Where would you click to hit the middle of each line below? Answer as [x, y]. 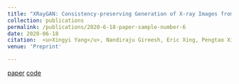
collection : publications [46, 20]
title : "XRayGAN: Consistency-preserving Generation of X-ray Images [113, 14]
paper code [24, 73]
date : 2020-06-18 [33, 34]
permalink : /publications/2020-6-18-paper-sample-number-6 [97, 27]
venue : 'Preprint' [34, 47]
